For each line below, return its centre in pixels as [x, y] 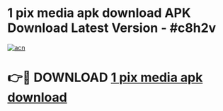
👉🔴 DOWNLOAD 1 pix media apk [105, 77]
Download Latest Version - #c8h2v [112, 28]
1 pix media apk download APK [99, 13]
